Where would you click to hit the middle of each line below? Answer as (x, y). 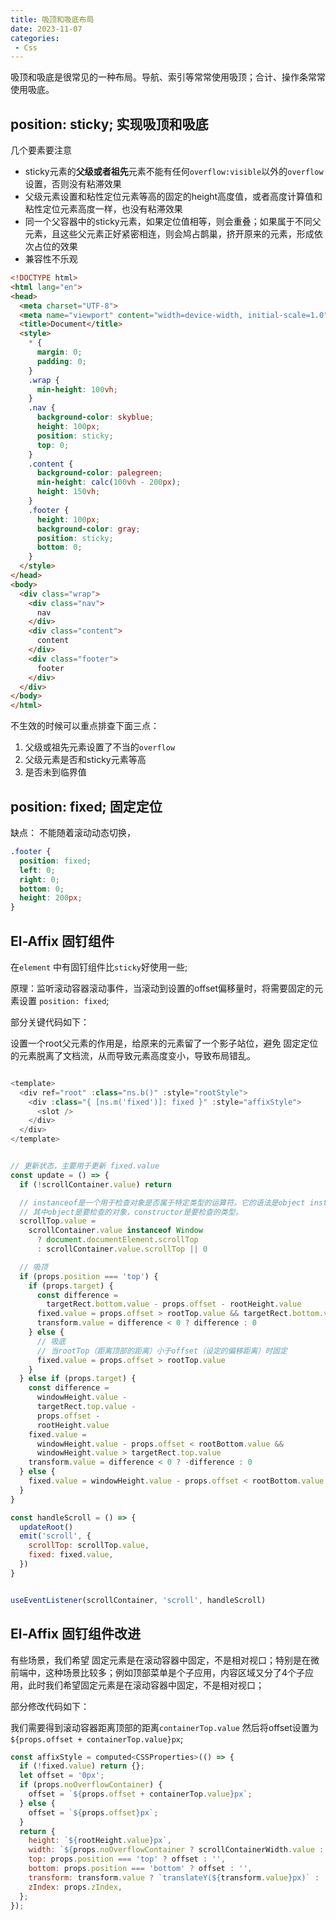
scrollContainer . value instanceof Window (115, 1231)
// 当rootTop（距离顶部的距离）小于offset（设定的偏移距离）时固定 (162, 1351)
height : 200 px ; (51, 898)
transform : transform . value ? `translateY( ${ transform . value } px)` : (174, 1877)
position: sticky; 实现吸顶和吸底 (109, 124)
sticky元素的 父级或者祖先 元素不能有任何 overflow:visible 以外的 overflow (174, 172)
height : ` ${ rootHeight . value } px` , (100, 1841)
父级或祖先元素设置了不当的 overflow (100, 747)
